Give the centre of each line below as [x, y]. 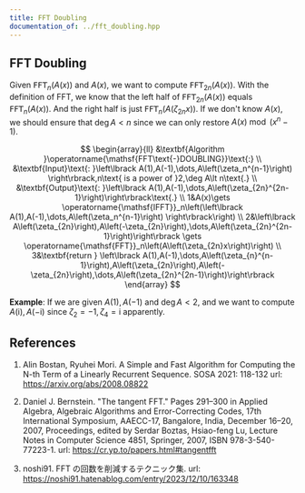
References [43, 342]
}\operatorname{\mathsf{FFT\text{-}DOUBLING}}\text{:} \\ [152, 159]
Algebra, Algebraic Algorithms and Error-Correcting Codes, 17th [142, 411]
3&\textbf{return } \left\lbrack [86, 256]
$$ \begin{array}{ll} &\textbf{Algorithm [152, 149]
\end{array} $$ [152, 285]
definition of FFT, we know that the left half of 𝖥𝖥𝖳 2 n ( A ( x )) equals [131, 98]
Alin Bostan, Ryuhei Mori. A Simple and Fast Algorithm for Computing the [159, 364]
